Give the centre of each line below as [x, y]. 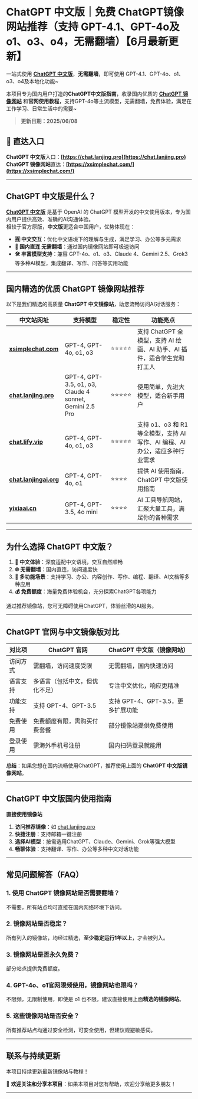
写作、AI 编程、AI [161, 442]
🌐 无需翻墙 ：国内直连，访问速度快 [56, 570]
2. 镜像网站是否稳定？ [37, 924]
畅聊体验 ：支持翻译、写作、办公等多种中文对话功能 [77, 849]
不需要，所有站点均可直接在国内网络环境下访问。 [65, 907]
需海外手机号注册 [57, 745]
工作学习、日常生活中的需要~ [42, 108]
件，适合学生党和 [161, 358]
